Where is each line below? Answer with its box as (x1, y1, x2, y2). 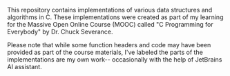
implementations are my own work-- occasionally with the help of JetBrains (7, 55, 222, 64)
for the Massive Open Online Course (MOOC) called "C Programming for (7, 21, 213, 28)
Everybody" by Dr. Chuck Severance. (7, 27, 113, 36)
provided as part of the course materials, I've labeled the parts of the (7, 48, 204, 56)
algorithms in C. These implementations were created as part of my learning (7, 13, 224, 21)
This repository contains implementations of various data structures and (7, 6, 213, 14)
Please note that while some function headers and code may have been (7, 41, 211, 49)
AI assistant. (7, 63, 43, 71)
